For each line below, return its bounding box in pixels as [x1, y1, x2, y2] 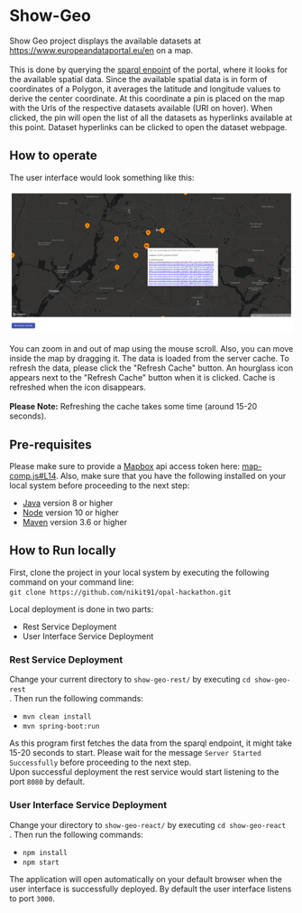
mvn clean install [22, 712, 92, 721]
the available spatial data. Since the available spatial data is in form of [9, 73, 268, 84]
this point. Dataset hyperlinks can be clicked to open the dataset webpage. [9, 121, 288, 132]
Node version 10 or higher [22, 507, 119, 518]
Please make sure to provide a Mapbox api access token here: [9, 461, 241, 472]
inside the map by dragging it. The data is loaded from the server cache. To [9, 353, 290, 364]
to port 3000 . [9, 892, 56, 904]
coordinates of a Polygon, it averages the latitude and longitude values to [9, 83, 281, 94]
